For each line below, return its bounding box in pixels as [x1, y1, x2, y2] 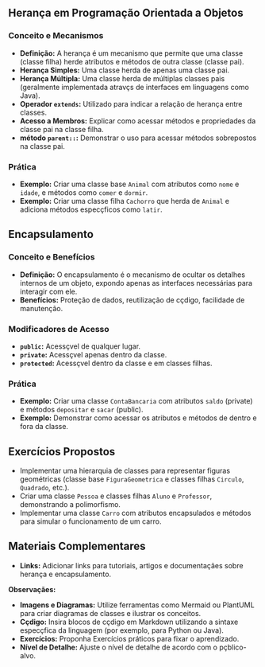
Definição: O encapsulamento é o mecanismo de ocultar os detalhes [19, 270, 246, 279]
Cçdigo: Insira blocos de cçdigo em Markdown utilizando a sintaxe [19, 617, 239, 626]
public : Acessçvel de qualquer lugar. [19, 341, 141, 351]
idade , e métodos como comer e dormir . [19, 187, 148, 197]
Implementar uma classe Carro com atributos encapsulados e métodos [19, 509, 252, 518]
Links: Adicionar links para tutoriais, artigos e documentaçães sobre [19, 560, 244, 570]
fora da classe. [19, 422, 69, 431]
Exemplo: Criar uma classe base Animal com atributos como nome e [19, 179, 240, 189]
